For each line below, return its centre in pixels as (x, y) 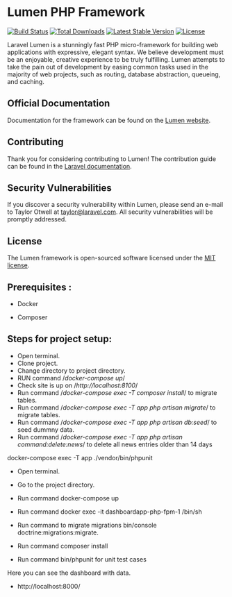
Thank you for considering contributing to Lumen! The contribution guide (112, 159)
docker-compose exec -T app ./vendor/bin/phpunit (80, 457)
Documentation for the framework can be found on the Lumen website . (109, 120)
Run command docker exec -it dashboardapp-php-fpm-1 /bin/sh (110, 512)
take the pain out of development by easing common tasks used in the (108, 67)
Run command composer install (63, 546)
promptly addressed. (37, 219)
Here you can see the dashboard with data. (69, 573)
